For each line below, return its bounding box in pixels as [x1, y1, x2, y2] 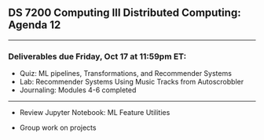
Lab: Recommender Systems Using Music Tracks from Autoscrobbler [19, 77, 244, 87]
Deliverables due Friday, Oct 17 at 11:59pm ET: [8, 51, 187, 62]
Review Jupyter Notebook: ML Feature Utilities [19, 108, 170, 117]
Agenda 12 [8, 19, 61, 32]
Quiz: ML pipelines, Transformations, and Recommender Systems [19, 69, 232, 78]
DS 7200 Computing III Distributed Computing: [8, 6, 241, 20]
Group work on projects [19, 123, 97, 132]
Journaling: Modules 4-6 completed [19, 85, 137, 95]
